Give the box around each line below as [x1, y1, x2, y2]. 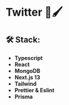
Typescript [14, 55, 43, 62]
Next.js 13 [14, 74, 41, 81]
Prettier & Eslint [14, 87, 55, 94]
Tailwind [14, 80, 37, 87]
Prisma [14, 93, 33, 101]
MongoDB [14, 67, 41, 75]
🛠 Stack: [5, 35, 41, 45]
